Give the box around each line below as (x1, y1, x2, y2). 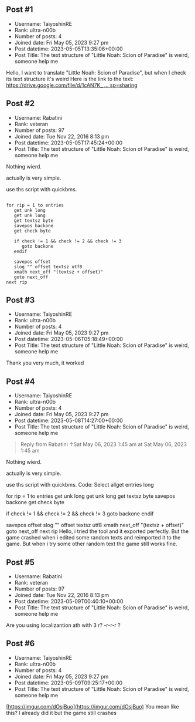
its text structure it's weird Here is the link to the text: (6, 75, 134, 82)
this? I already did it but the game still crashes (6, 709, 117, 716)
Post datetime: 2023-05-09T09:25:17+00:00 (14, 679, 123, 686)
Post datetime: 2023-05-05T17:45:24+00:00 (14, 139, 123, 146)
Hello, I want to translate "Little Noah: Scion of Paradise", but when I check (6, 69, 186, 76)
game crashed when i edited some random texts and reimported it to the (6, 534, 181, 541)
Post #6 (6, 639, 35, 649)
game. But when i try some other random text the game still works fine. (6, 540, 177, 548)
